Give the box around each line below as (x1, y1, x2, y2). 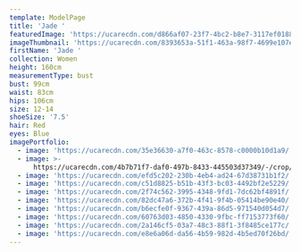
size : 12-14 (9, 105, 54, 113)
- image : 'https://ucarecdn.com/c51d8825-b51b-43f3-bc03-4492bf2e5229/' (17, 180, 294, 189)
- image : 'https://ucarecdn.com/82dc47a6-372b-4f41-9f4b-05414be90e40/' (17, 196, 294, 206)
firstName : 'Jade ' (9, 46, 82, 55)
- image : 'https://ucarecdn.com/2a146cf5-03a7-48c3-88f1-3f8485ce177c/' (17, 221, 294, 230)
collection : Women (9, 55, 78, 63)
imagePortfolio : (9, 138, 70, 147)
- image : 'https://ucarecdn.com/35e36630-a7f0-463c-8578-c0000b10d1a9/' (17, 146, 294, 155)
